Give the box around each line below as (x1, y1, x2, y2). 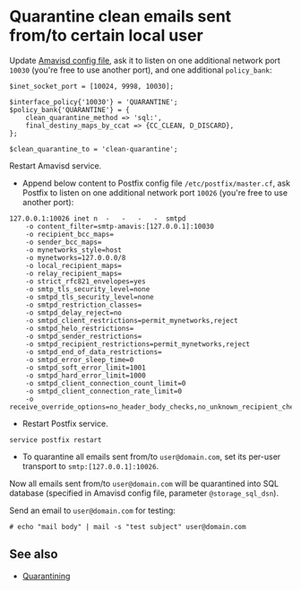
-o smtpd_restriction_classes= (25, 300, 142, 309)
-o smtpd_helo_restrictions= (25, 324, 134, 333)
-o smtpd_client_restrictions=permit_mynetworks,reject (25, 316, 239, 325)
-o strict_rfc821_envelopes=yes (25, 276, 146, 286)
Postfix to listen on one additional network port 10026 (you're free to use (21, 187, 288, 198)
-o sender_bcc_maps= (25, 238, 102, 247)
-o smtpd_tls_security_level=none (25, 292, 154, 301)
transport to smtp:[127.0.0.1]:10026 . (21, 460, 159, 472)
